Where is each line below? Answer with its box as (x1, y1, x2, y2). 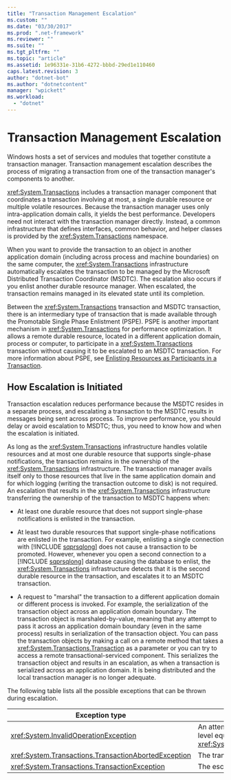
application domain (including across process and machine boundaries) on (7, 253, 219, 261)
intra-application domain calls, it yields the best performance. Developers (7, 210, 215, 218)
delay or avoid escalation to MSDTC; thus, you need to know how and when (7, 422, 221, 430)
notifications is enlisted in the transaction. (16, 514, 135, 523)
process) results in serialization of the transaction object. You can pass (16, 629, 219, 637)
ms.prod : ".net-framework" (7, 29, 85, 37)
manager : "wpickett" (7, 87, 67, 94)
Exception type (75, 710, 126, 720)
